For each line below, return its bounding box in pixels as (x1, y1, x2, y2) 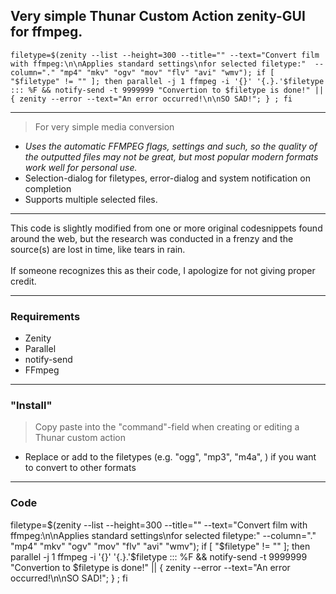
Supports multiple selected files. (24, 193, 158, 205)
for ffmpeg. (10, 24, 83, 41)
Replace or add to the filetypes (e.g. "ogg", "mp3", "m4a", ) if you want (24, 451, 317, 463)
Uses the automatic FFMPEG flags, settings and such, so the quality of (24, 140, 318, 152)
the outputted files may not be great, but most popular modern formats (24, 150, 319, 163)
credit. (10, 275, 37, 287)
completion (24, 182, 72, 194)
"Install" (10, 399, 53, 413)
